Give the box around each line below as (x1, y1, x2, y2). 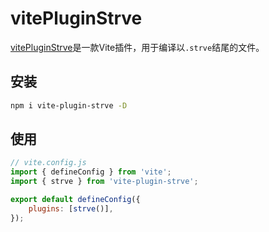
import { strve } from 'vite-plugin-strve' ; (10, 177, 199, 187)
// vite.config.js (10, 158, 87, 168)
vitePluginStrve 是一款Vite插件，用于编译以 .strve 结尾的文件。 (10, 41, 265, 53)
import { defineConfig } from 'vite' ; (10, 167, 172, 177)
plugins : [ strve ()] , (28, 203, 114, 214)
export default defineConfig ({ (10, 195, 141, 205)
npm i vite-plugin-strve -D (10, 100, 128, 111)
